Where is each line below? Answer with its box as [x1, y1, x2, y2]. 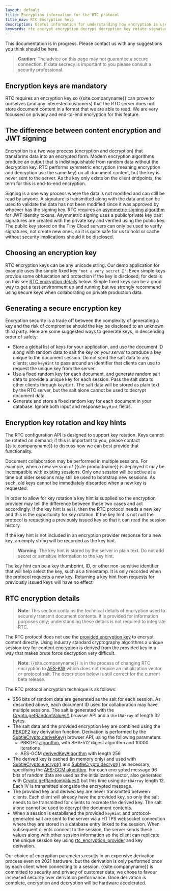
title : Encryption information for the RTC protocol [5, 12, 120, 17]
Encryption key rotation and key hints [5, 418, 126, 427]
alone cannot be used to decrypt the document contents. [12, 805, 133, 811]
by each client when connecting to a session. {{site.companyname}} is [5, 863, 154, 870]
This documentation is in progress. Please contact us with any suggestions [5, 40, 162, 47]
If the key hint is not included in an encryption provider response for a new [5, 532, 162, 538]
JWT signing [5, 134, 47, 143]
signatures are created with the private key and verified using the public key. [5, 217, 166, 223]
